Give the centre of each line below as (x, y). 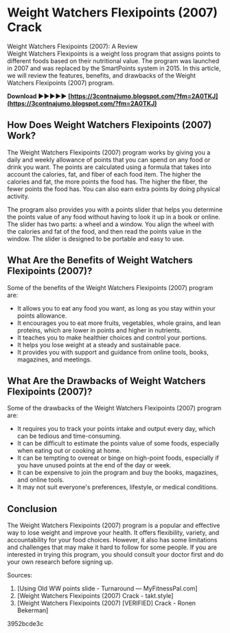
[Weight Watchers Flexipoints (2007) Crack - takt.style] (95, 596)
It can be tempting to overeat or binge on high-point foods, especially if (118, 458)
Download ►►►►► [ (39, 96)
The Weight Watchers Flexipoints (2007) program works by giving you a (109, 152)
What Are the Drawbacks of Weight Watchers (106, 380)
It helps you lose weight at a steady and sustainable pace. (99, 344)
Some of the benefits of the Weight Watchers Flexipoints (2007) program (110, 287)
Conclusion (32, 509)
